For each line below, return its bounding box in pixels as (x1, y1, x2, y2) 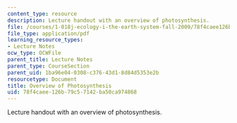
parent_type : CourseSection (7, 63, 90, 70)
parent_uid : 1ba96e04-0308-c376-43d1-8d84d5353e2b (7, 69, 159, 76)
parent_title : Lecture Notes (7, 56, 93, 63)
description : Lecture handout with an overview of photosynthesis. (7, 17, 210, 24)
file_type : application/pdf (7, 30, 90, 37)
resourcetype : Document (7, 75, 78, 83)
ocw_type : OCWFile (7, 50, 61, 57)
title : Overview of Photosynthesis (7, 82, 112, 89)
